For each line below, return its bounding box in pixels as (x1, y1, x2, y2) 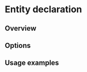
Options (5, 41, 31, 50)
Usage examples (5, 59, 59, 67)
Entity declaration (5, 4, 82, 15)
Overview (5, 24, 37, 33)
